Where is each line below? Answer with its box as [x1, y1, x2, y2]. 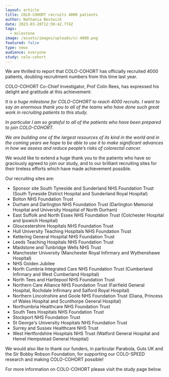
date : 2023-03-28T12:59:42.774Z [5, 21, 73, 27]
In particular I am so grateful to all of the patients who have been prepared [5, 119, 161, 125]
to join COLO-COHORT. [5, 124, 54, 131]
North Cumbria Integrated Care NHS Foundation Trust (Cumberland [12, 266, 153, 272]
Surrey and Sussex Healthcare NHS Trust [12, 325, 99, 331]
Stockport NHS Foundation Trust [12, 314, 81, 320]
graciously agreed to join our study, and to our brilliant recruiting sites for [5, 160, 157, 166]
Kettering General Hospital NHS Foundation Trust [12, 234, 115, 240]
